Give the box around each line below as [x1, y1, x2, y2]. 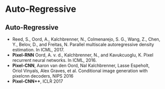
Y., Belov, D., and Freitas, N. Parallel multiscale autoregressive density [12, 42, 154, 47]
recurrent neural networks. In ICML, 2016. [12, 57, 97, 63]
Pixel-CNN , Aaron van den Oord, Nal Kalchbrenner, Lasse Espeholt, [12, 63, 150, 68]
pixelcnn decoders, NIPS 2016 [12, 73, 74, 79]
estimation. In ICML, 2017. [12, 47, 65, 52]
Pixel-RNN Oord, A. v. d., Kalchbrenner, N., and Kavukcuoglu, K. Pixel [12, 52, 154, 58]
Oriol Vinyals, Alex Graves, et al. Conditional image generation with [12, 68, 148, 74]
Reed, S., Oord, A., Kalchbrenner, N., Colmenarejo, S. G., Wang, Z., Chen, [12, 36, 161, 42]
